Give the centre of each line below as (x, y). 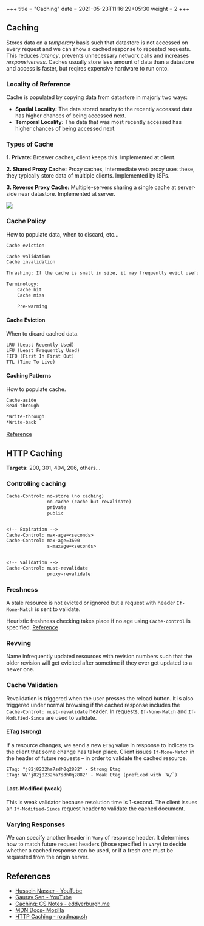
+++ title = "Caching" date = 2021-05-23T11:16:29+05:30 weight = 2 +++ (98, 9)
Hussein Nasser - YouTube (49, 891)
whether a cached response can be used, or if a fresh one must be (90, 851)
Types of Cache (30, 144)
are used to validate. (71, 717)
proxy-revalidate (69, 574)
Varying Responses (36, 824)
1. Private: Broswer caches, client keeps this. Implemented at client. (91, 157)
